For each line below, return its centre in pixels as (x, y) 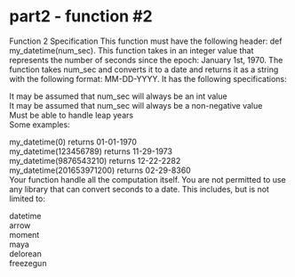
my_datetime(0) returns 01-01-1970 (73, 142)
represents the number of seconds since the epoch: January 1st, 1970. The (146, 60)
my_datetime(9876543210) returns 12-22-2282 (95, 160)
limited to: (28, 199)
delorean (25, 253)
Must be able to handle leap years (72, 115)
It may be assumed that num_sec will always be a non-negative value (136, 105)
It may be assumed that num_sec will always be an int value (119, 96)
